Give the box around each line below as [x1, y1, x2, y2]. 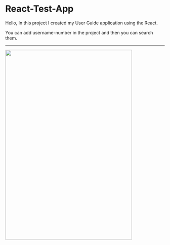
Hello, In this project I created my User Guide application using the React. [5, 20, 158, 26]
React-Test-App [5, 3, 74, 15]
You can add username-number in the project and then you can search [5, 29, 153, 35]
